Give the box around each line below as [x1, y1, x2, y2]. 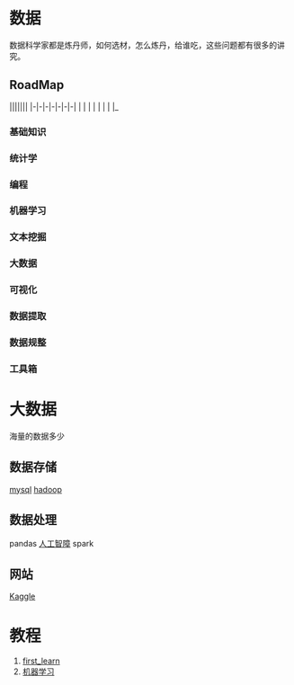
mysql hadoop [9, 484, 63, 494]
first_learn [22, 655, 60, 666]
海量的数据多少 [9, 431, 65, 441]
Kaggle [9, 591, 36, 602]
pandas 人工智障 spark [9, 538, 94, 548]
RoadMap [9, 77, 65, 93]
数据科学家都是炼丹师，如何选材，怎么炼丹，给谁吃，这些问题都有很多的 [9, 40, 277, 50]
